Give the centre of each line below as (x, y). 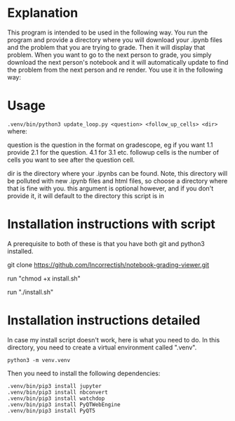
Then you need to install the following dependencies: (84, 373)
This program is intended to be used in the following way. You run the (108, 32)
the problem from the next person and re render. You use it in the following (115, 70)
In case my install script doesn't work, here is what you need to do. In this (114, 339)
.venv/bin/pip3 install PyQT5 (52, 410)
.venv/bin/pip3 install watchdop (56, 399)
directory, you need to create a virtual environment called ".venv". (102, 347)
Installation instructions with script (112, 225)
